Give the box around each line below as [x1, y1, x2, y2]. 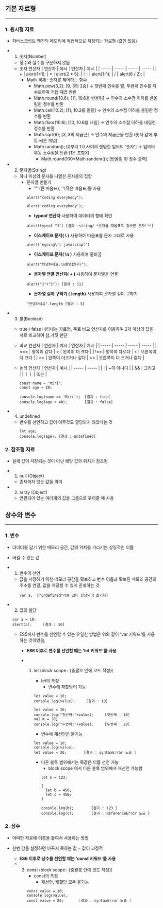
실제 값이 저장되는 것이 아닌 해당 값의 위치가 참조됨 [12, 458, 108, 464]
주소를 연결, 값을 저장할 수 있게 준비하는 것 [19, 582, 100, 588]
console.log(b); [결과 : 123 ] [41, 805, 117, 811]
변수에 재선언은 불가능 [41, 731, 83, 737]
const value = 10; [26, 889, 64, 893]
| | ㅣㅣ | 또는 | [19, 371, 47, 377]
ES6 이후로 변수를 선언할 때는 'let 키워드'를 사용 [26, 647, 117, 653]
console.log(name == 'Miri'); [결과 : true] [19, 394, 111, 400]
